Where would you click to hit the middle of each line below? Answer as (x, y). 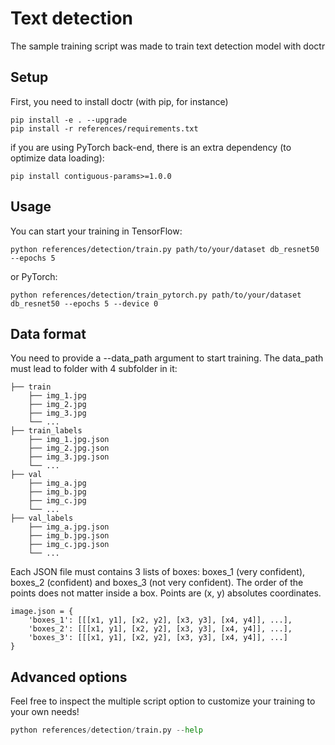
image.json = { (42, 612)
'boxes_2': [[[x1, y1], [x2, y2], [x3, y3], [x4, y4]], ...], (160, 629)
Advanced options (69, 677)
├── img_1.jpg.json (69, 440)
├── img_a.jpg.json (69, 527)
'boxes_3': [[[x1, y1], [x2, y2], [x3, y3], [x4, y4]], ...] (158, 638)
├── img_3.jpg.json (69, 457)
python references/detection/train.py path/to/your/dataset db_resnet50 (165, 249)
